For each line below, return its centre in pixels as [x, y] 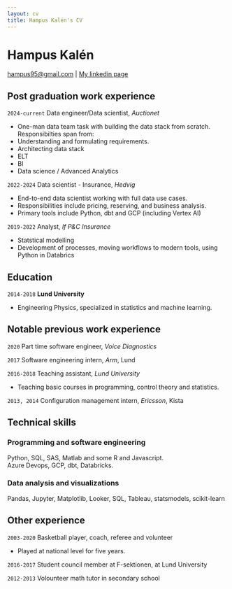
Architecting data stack [51, 149]
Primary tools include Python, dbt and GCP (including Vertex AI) [109, 213]
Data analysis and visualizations [63, 483]
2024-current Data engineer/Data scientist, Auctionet [83, 113]
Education [30, 277]
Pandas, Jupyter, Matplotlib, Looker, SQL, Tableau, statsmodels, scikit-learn [116, 498]
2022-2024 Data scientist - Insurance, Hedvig [71, 185]
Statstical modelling [46, 240]
